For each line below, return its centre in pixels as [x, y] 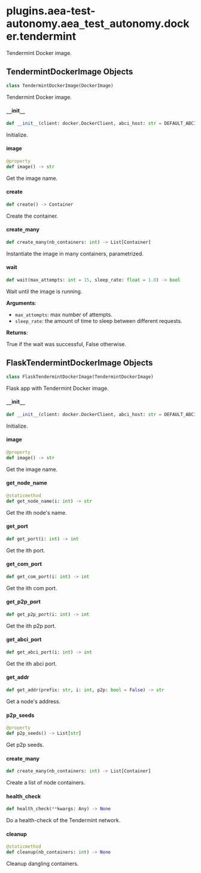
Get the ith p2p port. [31, 625]
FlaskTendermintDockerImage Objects [80, 363]
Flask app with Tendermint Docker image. [57, 388]
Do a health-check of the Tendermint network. [63, 820]
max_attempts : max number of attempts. [63, 315]
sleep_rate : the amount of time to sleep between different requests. [98, 320]
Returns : [17, 332]
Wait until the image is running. [44, 291]
